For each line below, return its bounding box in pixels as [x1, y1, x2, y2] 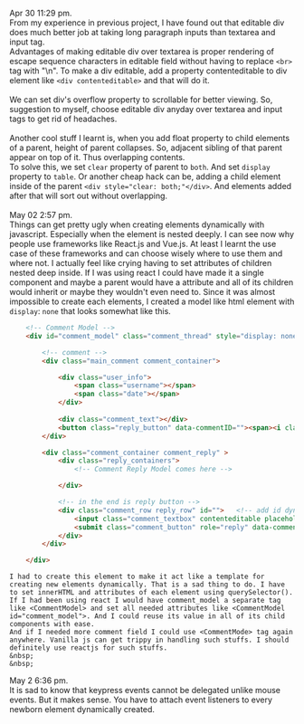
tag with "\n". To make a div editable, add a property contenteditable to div [9, 65, 288, 76]
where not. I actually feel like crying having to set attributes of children [9, 258, 272, 268]
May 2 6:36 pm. [9, 675, 69, 686]
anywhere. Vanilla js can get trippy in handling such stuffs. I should [9, 635, 290, 645]
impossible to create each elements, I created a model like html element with [9, 296, 295, 307]
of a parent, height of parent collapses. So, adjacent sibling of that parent [9, 142, 282, 153]
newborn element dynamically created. [9, 704, 156, 715]
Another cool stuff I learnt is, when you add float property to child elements [9, 133, 290, 143]
